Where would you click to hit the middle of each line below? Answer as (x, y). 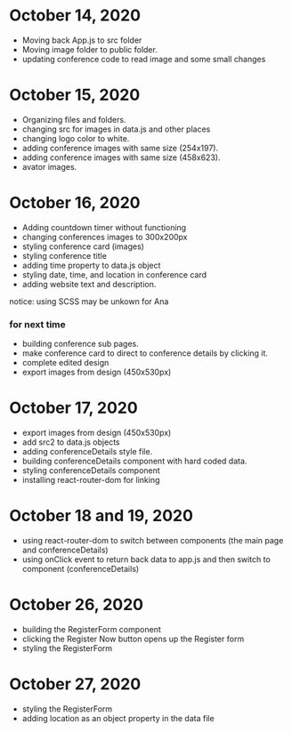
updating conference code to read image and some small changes (144, 59)
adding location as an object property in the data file (118, 718)
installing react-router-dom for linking (91, 480)
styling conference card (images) (83, 246)
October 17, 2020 (73, 408)
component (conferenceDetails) (81, 568)
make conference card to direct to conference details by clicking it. (145, 353)
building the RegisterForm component (92, 629)
